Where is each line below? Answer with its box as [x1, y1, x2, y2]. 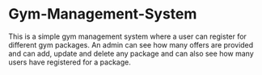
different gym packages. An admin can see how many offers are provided [8, 40, 254, 49]
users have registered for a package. [8, 57, 132, 67]
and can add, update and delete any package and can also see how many [8, 48, 255, 58]
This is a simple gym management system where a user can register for [8, 31, 247, 41]
